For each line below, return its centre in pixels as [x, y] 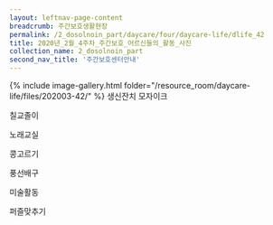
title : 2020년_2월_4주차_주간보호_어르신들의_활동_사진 [101, 43]
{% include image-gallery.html [66, 85]
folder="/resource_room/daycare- [187, 85]
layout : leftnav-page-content [66, 18]
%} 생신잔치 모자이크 [131, 96]
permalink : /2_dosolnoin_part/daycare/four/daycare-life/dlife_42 [137, 34]
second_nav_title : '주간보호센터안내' [75, 60]
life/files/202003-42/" [51, 96]
